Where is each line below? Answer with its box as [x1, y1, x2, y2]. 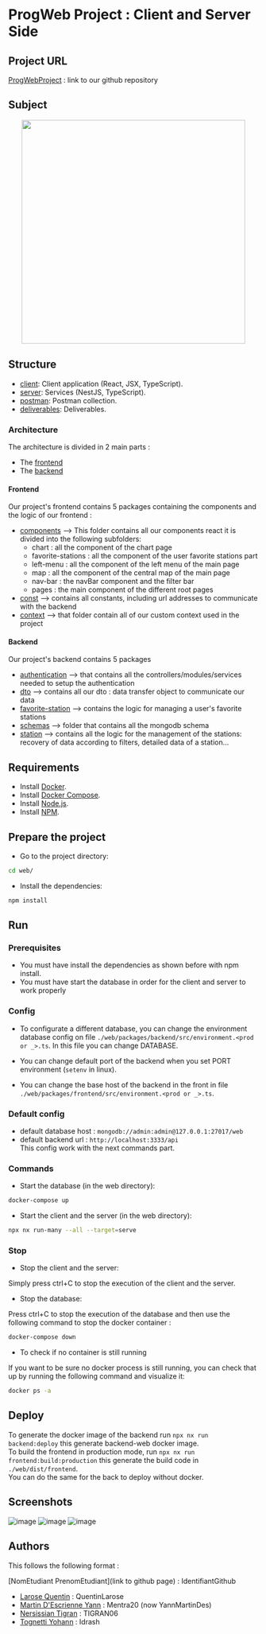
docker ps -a [8, 1387, 52, 1395]
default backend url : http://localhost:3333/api [19, 1134, 179, 1144]
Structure [8, 358, 57, 372]
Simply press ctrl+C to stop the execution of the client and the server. [8, 1278, 236, 1288]
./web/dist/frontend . [8, 1464, 79, 1473]
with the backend [19, 602, 77, 612]
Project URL [8, 54, 67, 68]
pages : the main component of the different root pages [31, 585, 214, 594]
